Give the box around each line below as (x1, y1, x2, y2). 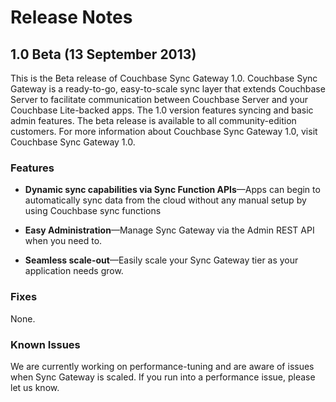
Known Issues (10, 337, 81, 351)
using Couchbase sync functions (24, 205, 162, 217)
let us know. (10, 381, 60, 393)
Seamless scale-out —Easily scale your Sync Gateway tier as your (24, 254, 299, 266)
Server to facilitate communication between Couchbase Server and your (10, 94, 309, 105)
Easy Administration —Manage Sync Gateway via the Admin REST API (24, 224, 315, 236)
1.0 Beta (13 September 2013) (10, 46, 197, 63)
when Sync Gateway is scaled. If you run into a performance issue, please (10, 371, 316, 383)
